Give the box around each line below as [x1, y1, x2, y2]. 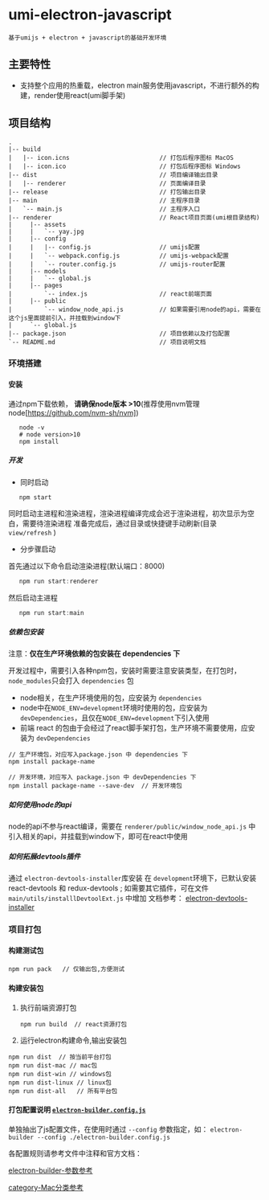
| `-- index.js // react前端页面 [8, 289, 213, 298]
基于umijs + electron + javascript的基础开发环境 [8, 34, 167, 42]
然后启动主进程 [8, 592, 58, 602]
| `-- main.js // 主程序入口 [8, 205, 201, 213]
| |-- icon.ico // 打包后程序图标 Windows [8, 162, 241, 170]
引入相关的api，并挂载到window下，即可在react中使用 [8, 832, 188, 842]
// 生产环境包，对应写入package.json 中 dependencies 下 [8, 751, 189, 759]
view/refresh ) [8, 527, 56, 537]
